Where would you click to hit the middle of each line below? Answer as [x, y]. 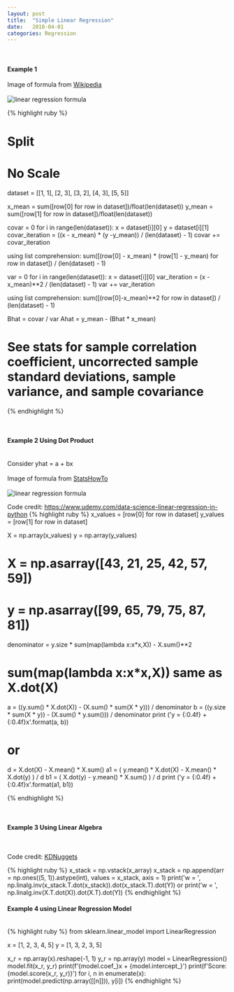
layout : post [26, 14]
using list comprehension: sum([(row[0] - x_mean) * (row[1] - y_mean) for [113, 255]
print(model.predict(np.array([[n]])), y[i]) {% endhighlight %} [94, 981]
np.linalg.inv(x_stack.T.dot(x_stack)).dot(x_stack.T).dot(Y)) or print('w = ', [112, 885]
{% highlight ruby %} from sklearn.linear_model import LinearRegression [112, 932]
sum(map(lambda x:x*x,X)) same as [115, 673]
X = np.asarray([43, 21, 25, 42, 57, [108, 563]
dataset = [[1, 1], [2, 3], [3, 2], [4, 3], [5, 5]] [68, 192]
